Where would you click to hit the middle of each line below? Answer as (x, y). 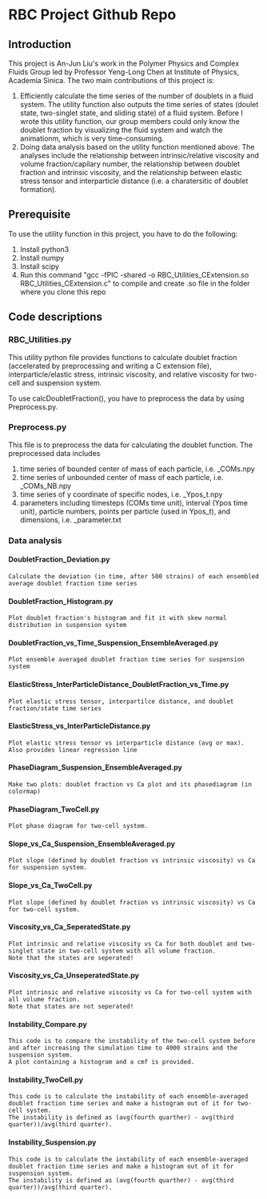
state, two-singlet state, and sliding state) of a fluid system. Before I (132, 113)
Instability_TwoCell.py (46, 1079)
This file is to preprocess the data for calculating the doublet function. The (131, 445)
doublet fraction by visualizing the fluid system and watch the (121, 130)
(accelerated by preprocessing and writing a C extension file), (110, 366)
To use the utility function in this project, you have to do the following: (123, 234)
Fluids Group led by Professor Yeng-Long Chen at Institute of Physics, (124, 72)
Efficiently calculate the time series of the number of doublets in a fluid (136, 96)
